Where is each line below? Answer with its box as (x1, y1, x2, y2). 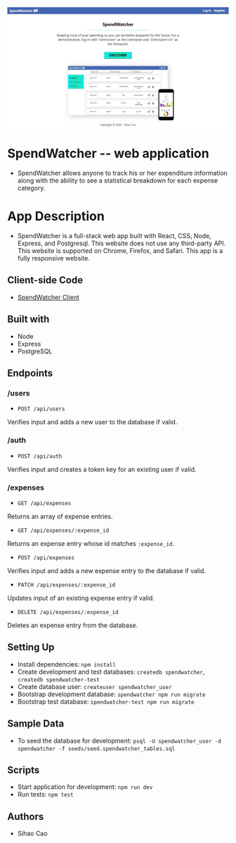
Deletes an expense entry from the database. (7, 621, 138, 629)
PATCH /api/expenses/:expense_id (17, 581, 116, 589)
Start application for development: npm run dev (17, 783, 153, 791)
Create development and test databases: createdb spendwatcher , (17, 667, 205, 676)
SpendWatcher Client (17, 293, 79, 301)
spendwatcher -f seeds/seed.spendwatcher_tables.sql (17, 745, 176, 752)
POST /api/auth (17, 452, 63, 459)
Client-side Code (7, 274, 83, 287)
